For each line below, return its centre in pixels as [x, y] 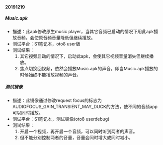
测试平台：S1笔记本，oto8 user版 [46, 44]
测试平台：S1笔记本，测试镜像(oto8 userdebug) [61, 119]
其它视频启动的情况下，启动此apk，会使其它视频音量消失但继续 [84, 56]
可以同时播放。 [28, 113]
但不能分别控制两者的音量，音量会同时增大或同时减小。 [76, 137]
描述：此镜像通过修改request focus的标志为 [57, 100]
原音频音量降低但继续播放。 [67, 38]
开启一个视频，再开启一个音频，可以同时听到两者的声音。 [79, 131]
